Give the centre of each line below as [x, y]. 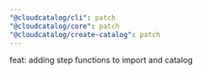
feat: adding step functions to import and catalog [101, 60]
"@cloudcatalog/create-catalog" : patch [85, 34]
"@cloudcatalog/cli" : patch [63, 18]
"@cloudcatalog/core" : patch [65, 26]
